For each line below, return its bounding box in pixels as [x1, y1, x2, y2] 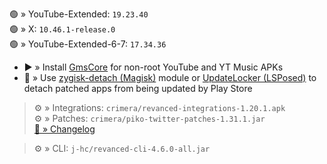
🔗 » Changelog [33, 123, 96, 135]
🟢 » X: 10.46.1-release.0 [9, 23, 116, 35]
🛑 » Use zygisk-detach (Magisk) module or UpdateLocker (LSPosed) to [23, 72, 317, 83]
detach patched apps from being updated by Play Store [23, 83, 253, 94]
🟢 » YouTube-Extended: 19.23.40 [9, 8, 149, 20]
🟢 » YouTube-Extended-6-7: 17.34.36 [9, 38, 167, 50]
